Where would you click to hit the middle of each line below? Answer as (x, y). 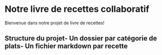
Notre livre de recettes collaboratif (77, 9)
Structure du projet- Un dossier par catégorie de (81, 38)
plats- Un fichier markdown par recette (66, 46)
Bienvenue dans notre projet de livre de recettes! (55, 23)
